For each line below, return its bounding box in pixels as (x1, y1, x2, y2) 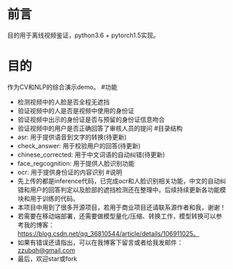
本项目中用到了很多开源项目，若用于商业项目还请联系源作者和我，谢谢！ (17, 203, 226, 211)
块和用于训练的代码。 (17, 194, 79, 202)
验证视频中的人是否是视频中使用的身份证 (17, 106, 134, 114)
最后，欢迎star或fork (17, 254, 78, 263)
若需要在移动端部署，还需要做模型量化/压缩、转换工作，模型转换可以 (17, 211, 216, 220)
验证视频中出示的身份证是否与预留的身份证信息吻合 (17, 115, 165, 124)
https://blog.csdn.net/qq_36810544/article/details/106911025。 (17, 229, 199, 237)
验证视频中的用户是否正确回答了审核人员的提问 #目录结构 (17, 124, 183, 132)
